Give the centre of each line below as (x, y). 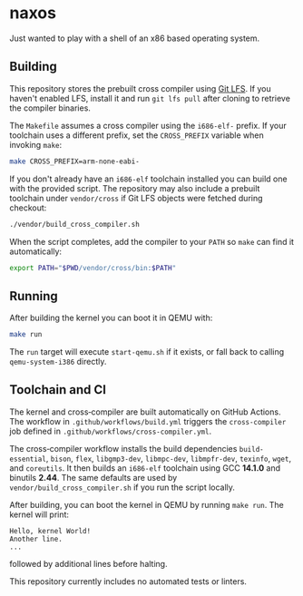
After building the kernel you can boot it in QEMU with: (111, 318)
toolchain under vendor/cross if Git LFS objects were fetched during (136, 198)
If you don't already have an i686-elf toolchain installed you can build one (148, 179)
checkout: (28, 208)
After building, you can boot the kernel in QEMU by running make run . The (147, 504)
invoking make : (36, 144)
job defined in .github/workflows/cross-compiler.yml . (110, 431)
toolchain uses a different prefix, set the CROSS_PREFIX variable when (137, 135)
